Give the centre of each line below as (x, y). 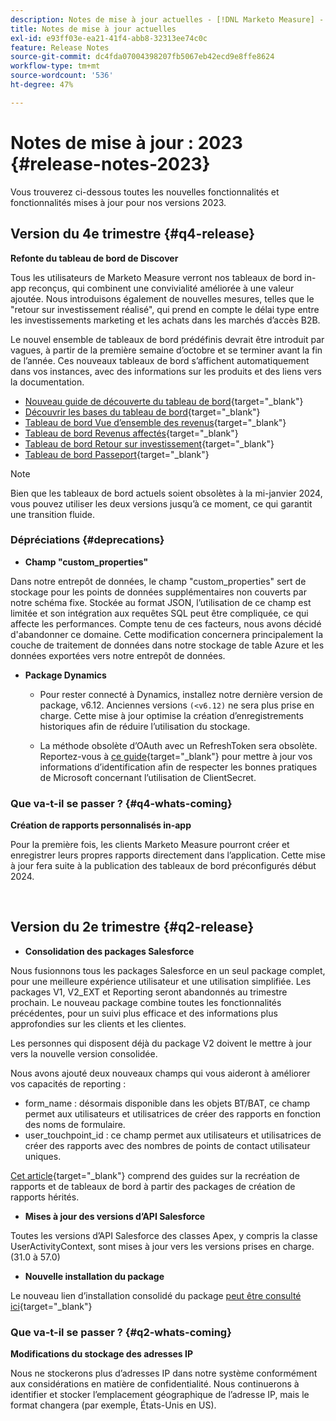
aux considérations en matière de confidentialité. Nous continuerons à (155, 1384)
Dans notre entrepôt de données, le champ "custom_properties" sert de (158, 581)
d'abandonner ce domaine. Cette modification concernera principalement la (167, 634)
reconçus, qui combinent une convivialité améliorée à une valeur (161, 288)
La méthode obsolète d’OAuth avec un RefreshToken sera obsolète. (178, 745)
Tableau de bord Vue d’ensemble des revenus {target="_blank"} (155, 422)
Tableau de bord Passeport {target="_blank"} (117, 454)
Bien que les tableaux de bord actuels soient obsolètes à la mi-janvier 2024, (166, 493)
